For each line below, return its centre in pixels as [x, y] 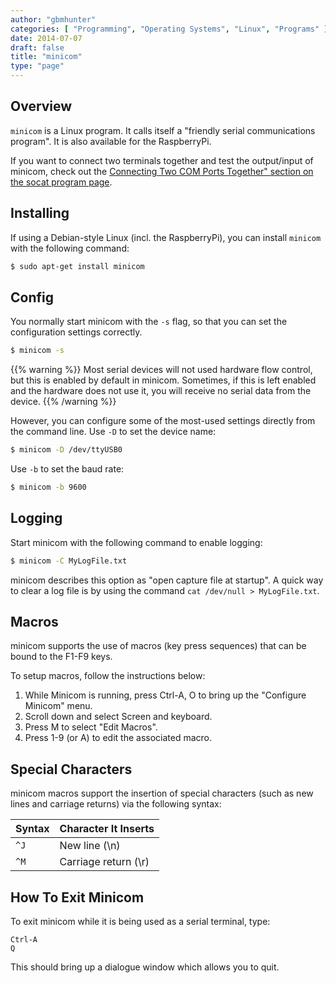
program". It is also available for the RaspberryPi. [111, 141]
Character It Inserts [107, 829]
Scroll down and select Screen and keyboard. [118, 717]
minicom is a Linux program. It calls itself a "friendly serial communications [163, 130]
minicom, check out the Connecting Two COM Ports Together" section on [162, 171]
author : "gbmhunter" [53, 19]
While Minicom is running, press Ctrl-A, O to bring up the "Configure [165, 695]
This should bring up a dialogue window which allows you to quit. [145, 967]
